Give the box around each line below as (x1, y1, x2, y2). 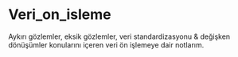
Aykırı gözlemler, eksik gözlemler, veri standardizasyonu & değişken (8, 32, 231, 41)
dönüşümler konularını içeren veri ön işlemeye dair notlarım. (8, 40, 205, 49)
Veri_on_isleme (8, 6, 111, 24)
